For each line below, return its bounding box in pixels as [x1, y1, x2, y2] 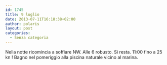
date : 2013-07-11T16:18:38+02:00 [5, 16, 76, 21]
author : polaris [5, 21, 39, 26]
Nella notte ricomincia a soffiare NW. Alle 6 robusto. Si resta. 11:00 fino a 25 [5, 48, 163, 55]
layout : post [5, 26, 33, 31]
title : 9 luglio [5, 12, 39, 17]
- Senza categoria [10, 35, 49, 40]
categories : [5, 30, 30, 35]
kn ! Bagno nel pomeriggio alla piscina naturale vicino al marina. [5, 54, 138, 60]
